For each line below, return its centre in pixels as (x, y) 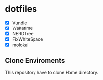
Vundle (19, 23)
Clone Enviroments (35, 61)
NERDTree (23, 34)
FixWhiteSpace (28, 39)
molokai (20, 45)
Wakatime (22, 28)
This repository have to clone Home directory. (52, 73)
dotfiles (21, 9)
